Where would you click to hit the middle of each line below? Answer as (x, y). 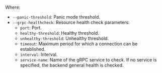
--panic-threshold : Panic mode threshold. (56, 17)
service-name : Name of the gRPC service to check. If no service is (88, 60)
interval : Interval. (39, 54)
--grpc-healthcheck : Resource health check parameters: (71, 22)
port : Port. (31, 28)
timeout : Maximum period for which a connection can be (79, 44)
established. (33, 49)
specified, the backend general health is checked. (72, 65)
